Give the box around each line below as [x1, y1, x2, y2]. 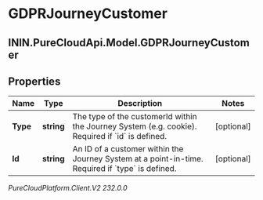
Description [117, 98, 163, 109]
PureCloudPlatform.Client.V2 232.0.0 [8, 184, 128, 193]
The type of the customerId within [72, 111, 197, 122]
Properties [8, 75, 61, 88]
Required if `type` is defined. [72, 163, 177, 174]
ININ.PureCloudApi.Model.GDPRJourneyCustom [8, 36, 250, 49]
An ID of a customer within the [72, 144, 184, 155]
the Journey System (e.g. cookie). [72, 121, 197, 132]
